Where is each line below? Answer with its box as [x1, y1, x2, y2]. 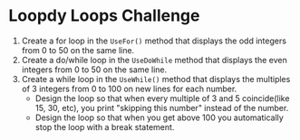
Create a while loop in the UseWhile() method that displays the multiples [21, 73, 291, 84]
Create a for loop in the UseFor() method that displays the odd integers [21, 35, 287, 46]
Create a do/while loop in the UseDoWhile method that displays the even [21, 54, 287, 65]
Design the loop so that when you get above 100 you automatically [34, 112, 285, 123]
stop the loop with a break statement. [34, 121, 175, 132]
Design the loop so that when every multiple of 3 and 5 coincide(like [34, 92, 290, 104]
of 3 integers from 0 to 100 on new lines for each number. [21, 83, 237, 94]
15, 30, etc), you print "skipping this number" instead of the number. [34, 102, 289, 113]
